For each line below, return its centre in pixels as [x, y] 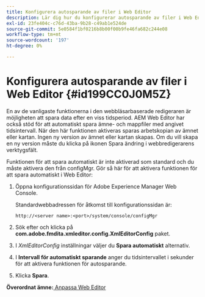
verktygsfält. [22, 150]
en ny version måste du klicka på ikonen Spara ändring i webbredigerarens [100, 143]
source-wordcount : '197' [38, 40]
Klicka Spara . [32, 275]
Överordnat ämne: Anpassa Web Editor [56, 287]
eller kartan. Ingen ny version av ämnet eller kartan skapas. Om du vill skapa [102, 137]
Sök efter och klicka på [44, 227]
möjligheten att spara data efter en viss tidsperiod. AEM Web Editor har [95, 117]
